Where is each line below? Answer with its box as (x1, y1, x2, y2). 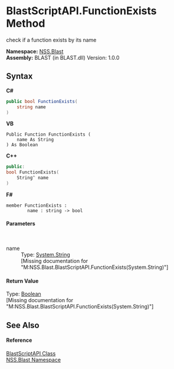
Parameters (6, 220, 35, 227)
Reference (6, 336, 32, 344)
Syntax (6, 71, 33, 81)
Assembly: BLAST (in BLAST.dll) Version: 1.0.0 (6, 54, 120, 61)
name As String (17, 137, 54, 143)
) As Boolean (6, 142, 38, 148)
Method (6, 17, 45, 30)
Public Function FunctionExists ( (6, 131, 91, 137)
